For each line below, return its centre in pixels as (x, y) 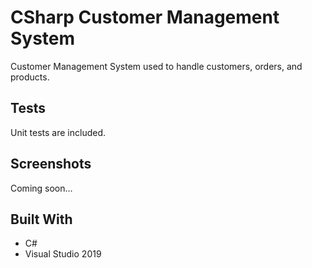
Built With (41, 219)
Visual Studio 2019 (63, 254)
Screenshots (51, 164)
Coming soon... (41, 188)
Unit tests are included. (58, 132)
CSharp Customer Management (145, 17)
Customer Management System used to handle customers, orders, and (156, 66)
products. (30, 77)
